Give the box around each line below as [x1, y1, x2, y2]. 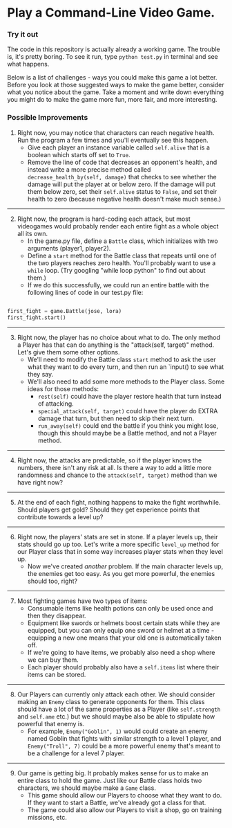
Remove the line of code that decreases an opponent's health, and [27, 158, 217, 166]
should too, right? [27, 577, 78, 585]
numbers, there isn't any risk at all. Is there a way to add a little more [17, 463, 212, 471]
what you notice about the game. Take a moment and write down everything [7, 88, 224, 96]
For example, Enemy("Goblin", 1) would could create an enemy [27, 727, 209, 735]
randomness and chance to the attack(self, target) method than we [17, 471, 217, 479]
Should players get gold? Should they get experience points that [17, 505, 200, 514]
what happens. [7, 60, 50, 69]
